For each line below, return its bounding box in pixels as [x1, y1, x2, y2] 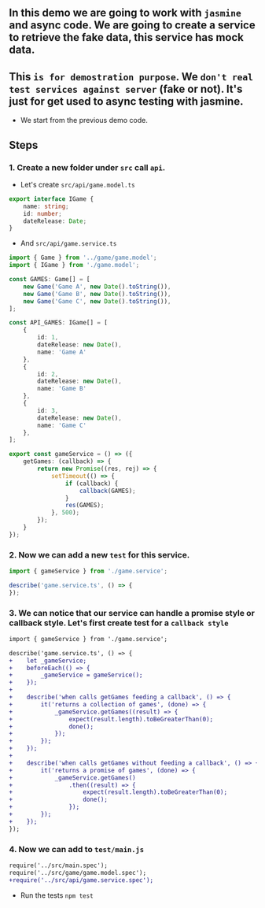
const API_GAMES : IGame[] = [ [9, 319, 109, 327]
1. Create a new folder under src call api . [9, 161, 166, 172]
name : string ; [23, 202, 69, 210]
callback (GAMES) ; [79, 487, 136, 495]
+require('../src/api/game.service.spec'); [9, 876, 154, 884]
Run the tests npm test [20, 890, 94, 900]
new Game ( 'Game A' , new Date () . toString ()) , [23, 283, 171, 291]
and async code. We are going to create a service [9, 19, 256, 32]
